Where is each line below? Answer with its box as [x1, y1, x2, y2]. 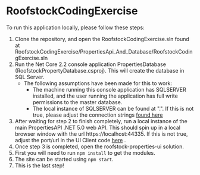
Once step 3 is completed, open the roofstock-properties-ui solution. [14, 143, 185, 150]
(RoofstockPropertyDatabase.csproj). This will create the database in [14, 67, 185, 74]
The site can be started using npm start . [14, 155, 114, 162]
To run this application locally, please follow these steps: [6, 24, 145, 31]
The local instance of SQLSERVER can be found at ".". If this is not [32, 105, 194, 112]
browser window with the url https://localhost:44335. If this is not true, [14, 130, 189, 137]
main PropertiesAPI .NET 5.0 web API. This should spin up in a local [14, 124, 180, 131]
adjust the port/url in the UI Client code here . [14, 136, 126, 143]
